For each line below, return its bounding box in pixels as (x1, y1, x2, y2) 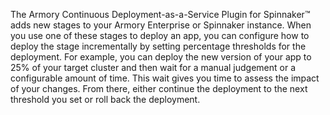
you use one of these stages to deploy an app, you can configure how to (10, 30, 310, 41)
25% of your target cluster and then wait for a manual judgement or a (10, 62, 297, 73)
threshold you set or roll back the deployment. (10, 94, 201, 105)
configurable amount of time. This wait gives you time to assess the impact (10, 72, 320, 84)
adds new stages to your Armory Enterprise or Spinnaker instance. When (10, 19, 312, 31)
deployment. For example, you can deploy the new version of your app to (10, 51, 312, 63)
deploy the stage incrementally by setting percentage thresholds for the (10, 40, 307, 52)
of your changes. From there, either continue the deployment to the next (10, 83, 308, 94)
